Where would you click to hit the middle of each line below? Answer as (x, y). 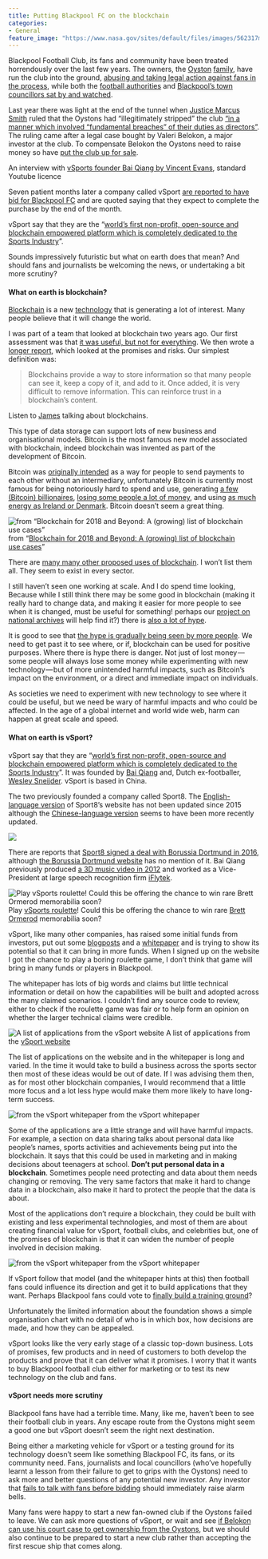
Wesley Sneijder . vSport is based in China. (78, 780)
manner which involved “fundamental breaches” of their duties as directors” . (134, 127)
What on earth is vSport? (51, 738)
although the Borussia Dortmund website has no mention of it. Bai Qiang (127, 860)
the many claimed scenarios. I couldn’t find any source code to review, (124, 1000)
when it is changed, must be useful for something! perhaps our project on (129, 612)
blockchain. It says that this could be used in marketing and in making (123, 1156)
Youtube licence (35, 177)
